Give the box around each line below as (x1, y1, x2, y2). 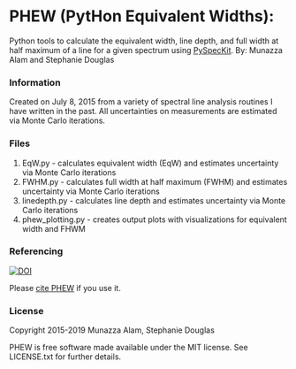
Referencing (9, 245, 64, 258)
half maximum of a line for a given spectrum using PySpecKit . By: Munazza (9, 44, 283, 55)
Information (9, 76, 61, 88)
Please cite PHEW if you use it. (9, 282, 121, 293)
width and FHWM (21, 223, 86, 234)
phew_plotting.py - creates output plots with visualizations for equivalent (21, 214, 287, 225)
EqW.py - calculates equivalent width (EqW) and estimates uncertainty (21, 158, 279, 168)
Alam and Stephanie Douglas (9, 54, 115, 65)
